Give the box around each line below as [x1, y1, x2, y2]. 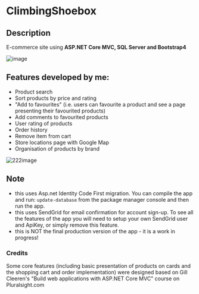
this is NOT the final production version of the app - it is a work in [14, 227, 176, 234]
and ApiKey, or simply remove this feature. [14, 221, 119, 229]
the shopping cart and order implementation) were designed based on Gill [6, 268, 188, 276]
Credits [6, 249, 28, 257]
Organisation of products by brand [14, 145, 100, 152]
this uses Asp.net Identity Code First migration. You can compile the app [14, 189, 192, 197]
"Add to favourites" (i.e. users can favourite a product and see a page [14, 101, 186, 108]
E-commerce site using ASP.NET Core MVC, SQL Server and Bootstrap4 [6, 43, 186, 51]
